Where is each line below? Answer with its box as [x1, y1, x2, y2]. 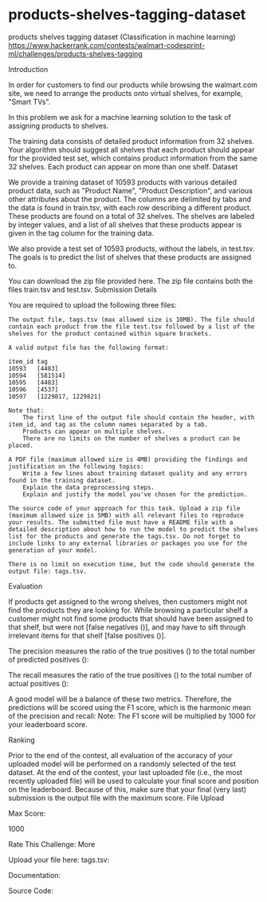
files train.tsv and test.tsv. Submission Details [8, 284, 158, 294]
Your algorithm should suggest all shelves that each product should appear [8, 145, 255, 154]
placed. [8, 441, 34, 449]
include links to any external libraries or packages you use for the [8, 539, 248, 547]
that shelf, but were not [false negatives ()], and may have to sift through [8, 622, 246, 632]
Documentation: [8, 870, 61, 880]
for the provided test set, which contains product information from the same [8, 153, 257, 163]
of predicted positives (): [8, 654, 89, 664]
